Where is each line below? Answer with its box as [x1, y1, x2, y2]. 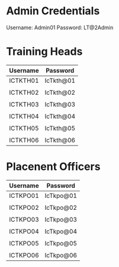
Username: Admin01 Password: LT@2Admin [6, 24, 114, 31]
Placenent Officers [6, 160, 101, 173]
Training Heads [6, 45, 83, 58]
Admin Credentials [6, 4, 100, 18]
